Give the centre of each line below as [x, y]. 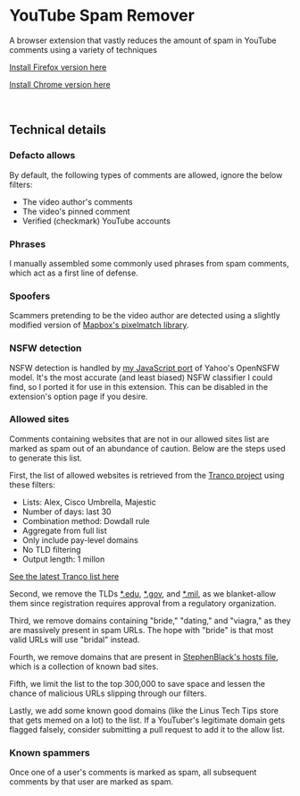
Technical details [58, 130]
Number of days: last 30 [67, 512]
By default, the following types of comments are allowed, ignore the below [146, 174]
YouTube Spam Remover [102, 16]
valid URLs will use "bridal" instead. [75, 639]
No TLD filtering [52, 549]
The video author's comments [77, 201]
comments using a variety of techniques [83, 49]
